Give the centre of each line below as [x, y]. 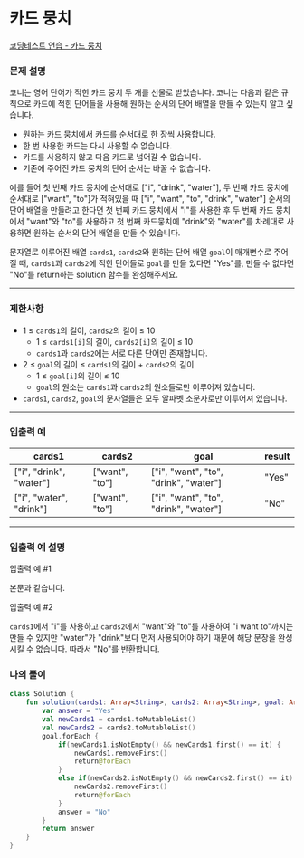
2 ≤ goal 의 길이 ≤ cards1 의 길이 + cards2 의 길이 [108, 364]
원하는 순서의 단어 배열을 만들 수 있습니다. [107, 233]
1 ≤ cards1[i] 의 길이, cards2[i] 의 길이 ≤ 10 [114, 341]
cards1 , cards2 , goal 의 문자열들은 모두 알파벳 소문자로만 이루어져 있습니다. [155, 398]
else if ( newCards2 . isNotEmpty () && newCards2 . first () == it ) [176, 778]
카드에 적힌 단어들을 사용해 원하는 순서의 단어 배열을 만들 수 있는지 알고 [159, 104]
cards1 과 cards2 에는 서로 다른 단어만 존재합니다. [122, 353]
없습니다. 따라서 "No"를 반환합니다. [98, 649]
